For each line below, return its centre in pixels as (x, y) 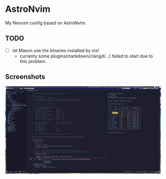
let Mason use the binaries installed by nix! (56, 50)
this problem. (33, 61)
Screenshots (25, 77)
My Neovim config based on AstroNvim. (46, 23)
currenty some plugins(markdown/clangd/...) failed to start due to (86, 56)
